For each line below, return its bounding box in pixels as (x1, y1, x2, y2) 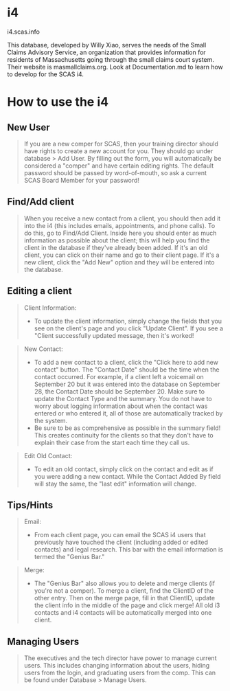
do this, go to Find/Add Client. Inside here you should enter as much (23, 229, 217, 237)
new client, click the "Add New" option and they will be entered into (23, 258, 215, 266)
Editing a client (7, 285, 72, 297)
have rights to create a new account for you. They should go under (23, 146, 214, 155)
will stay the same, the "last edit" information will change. (34, 479, 197, 488)
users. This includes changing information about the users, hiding (23, 661, 210, 670)
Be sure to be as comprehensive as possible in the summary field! (34, 424, 221, 432)
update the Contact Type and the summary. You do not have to (34, 394, 212, 403)
